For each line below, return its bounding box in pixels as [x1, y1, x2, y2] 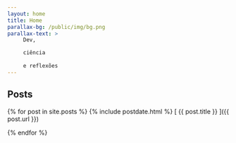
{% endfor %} [7, 128, 48, 137]
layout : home [7, 10, 46, 18]
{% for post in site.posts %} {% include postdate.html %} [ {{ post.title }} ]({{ [7, 107, 230, 116]
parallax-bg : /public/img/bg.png [7, 23, 106, 30]
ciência [23, 49, 46, 56]
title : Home [7, 17, 42, 24]
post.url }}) [7, 114, 39, 123]
